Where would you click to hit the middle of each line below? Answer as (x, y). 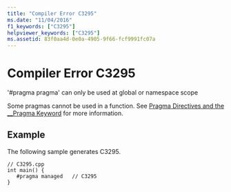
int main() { (26, 170)
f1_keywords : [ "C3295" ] (41, 26)
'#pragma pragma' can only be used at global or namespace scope (103, 93)
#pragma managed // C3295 (57, 176)
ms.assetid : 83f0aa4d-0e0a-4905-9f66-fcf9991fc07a (81, 39)
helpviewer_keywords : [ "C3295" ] (53, 33)
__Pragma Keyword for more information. (66, 113)
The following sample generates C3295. (64, 151)
